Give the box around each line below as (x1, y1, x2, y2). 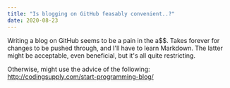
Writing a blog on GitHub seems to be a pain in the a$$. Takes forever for (7, 36, 220, 44)
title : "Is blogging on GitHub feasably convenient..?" (7, 10, 175, 18)
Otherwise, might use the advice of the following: (7, 65, 150, 73)
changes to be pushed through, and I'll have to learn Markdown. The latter (7, 44, 224, 52)
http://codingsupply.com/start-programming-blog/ (7, 72, 154, 81)
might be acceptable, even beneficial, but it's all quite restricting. (7, 51, 196, 60)
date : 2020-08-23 (7, 17, 59, 24)
